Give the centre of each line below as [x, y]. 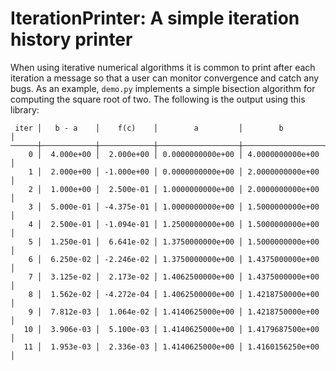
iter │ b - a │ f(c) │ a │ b [149, 128]
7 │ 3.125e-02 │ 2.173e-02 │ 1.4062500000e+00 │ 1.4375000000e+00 [174, 277]
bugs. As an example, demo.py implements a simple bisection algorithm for [163, 88]
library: [25, 109]
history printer [71, 39]
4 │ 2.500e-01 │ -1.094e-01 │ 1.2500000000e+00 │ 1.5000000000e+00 [174, 224]
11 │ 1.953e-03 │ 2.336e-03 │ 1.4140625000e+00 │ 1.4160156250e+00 [171, 347]
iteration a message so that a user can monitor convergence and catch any [165, 78]
